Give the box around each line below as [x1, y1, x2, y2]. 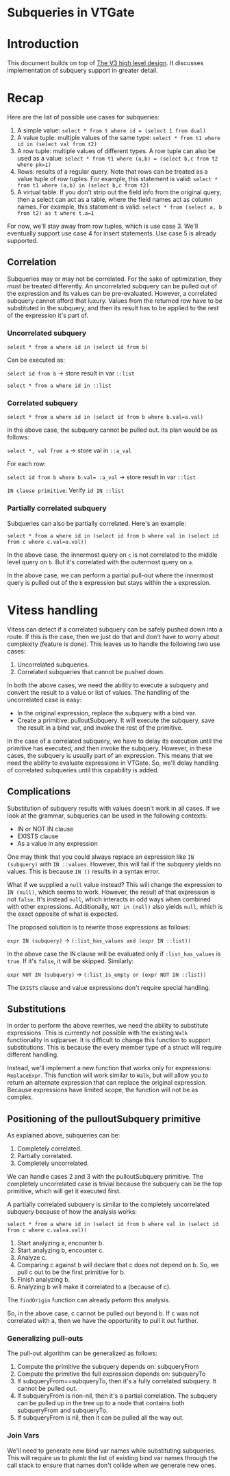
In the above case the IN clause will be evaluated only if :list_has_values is [7, 949, 221, 958]
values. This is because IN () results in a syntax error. [7, 867, 160, 875]
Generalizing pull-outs [7, 1334, 84, 1344]
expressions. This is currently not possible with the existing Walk [7, 1028, 188, 1037]
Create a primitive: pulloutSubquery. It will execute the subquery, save [16, 716, 215, 724]
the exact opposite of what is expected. [7, 910, 118, 918]
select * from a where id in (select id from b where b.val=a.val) [7, 414, 204, 421]
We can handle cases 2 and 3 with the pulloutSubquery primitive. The [7, 1173, 204, 1181]
